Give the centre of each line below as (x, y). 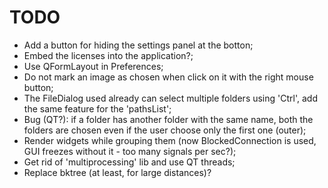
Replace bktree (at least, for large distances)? (117, 172)
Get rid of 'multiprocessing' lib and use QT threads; (129, 162)
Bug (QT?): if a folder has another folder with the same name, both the (168, 119)
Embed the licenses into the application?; (108, 55)
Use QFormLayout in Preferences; (93, 66)
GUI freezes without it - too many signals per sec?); (130, 151)
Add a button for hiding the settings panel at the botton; (138, 45)
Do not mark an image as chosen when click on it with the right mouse (168, 77)
